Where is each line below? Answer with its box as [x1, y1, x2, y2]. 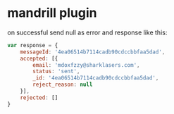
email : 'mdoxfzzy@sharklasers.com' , [32, 61, 140, 68]
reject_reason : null [32, 81, 93, 89]
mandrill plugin [7, 5, 97, 21]
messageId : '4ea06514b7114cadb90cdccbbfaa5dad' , [20, 48, 166, 56]
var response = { [7, 42, 58, 49]
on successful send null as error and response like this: [7, 28, 168, 37]
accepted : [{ [20, 55, 58, 62]
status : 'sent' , [32, 68, 80, 75]
